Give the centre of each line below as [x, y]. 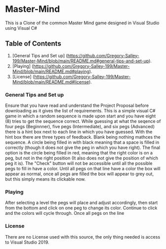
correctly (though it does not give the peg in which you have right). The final [83, 148]
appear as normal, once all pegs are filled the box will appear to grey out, [80, 174]
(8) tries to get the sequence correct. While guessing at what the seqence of [83, 121]
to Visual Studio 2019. [27, 242]
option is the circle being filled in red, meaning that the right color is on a [79, 153]
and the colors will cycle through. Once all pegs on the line [65, 213]
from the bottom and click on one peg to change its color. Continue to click [81, 208]
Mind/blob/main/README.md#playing [51, 71]
